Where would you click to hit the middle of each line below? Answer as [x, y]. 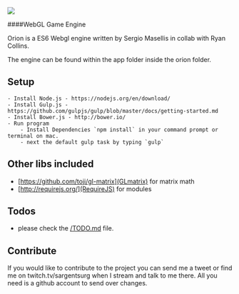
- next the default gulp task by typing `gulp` [92, 142]
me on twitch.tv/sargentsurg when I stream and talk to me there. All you [112, 275]
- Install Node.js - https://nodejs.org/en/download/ [89, 98]
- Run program [29, 123]
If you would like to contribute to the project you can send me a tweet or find [120, 268]
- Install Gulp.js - [38, 105]
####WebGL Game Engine [47, 24]
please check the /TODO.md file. [66, 228]
